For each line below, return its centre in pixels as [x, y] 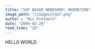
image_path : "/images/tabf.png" [39, 14]
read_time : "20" [22, 28]
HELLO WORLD [21, 42]
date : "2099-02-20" [25, 24]
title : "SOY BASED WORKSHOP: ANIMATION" [48, 10]
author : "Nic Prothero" [31, 19]
